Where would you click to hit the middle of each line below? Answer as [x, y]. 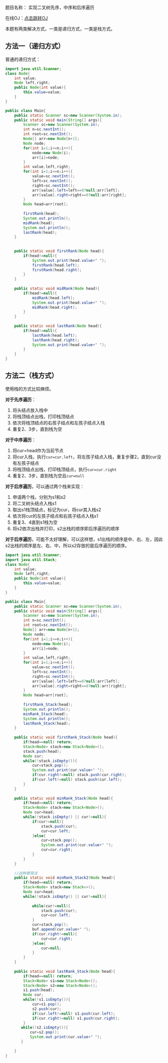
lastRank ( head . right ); [56, 340]
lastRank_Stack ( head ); [47, 723]
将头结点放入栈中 [30, 410]
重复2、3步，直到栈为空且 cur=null [48, 475]
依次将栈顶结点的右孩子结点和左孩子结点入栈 [59, 422]
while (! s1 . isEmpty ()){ [47, 1000]
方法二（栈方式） [32, 376]
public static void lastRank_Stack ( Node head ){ [65, 971]
